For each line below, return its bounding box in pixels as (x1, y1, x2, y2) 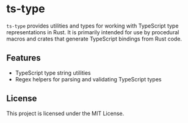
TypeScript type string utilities (15, 69, 91, 76)
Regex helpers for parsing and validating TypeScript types (15, 75, 162, 83)
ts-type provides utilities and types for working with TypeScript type (6, 22, 179, 29)
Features (6, 53, 41, 63)
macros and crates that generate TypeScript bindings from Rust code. (6, 35, 182, 42)
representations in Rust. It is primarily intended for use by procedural (6, 28, 179, 35)
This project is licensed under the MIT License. (6, 110, 125, 117)
